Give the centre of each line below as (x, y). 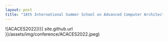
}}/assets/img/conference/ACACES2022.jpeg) (52, 34)
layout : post (19, 10)
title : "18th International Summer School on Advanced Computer (73, 14)
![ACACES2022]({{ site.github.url (39, 28)
